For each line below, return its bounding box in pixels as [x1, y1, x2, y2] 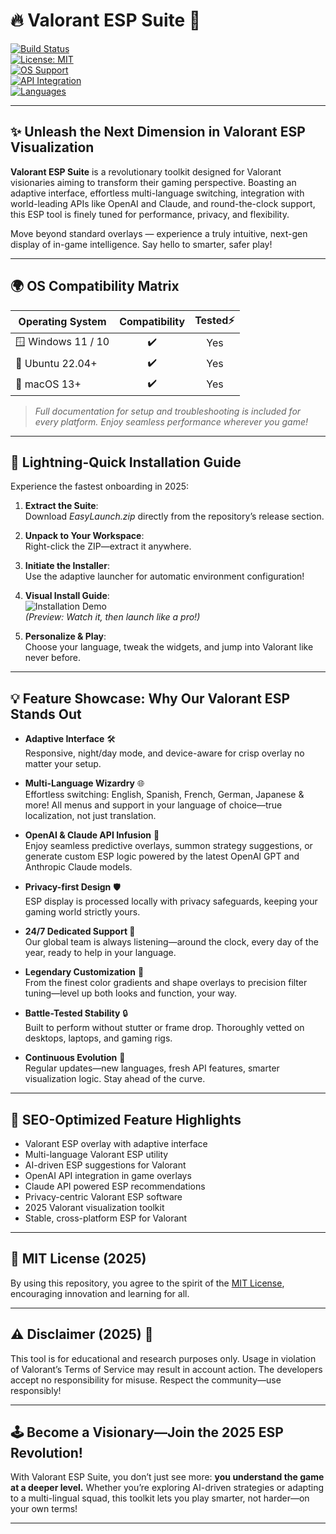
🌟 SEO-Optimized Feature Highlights [10, 1111, 242, 1128]
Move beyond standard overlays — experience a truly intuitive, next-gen [10, 227, 308, 239]
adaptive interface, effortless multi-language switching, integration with [10, 187, 305, 199]
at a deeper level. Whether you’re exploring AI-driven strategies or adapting [10, 1482, 325, 1494]
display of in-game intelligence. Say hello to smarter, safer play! [10, 238, 273, 250]
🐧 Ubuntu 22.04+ [15, 357, 98, 371]
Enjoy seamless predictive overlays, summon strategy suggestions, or [24, 840, 313, 852]
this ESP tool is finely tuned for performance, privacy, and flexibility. [10, 208, 290, 220]
